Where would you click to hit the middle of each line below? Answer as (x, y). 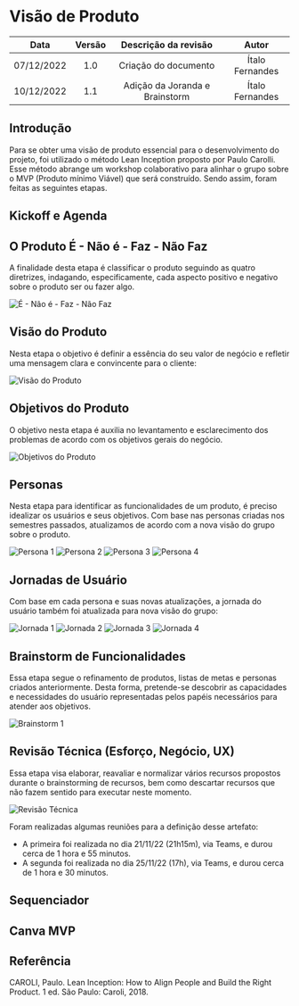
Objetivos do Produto (69, 408)
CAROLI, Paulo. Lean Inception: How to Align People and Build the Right (141, 983)
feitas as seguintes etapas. (59, 187)
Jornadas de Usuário (68, 580)
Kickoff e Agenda (58, 216)
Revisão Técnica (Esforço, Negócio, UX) (122, 752)
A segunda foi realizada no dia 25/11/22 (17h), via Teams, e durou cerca (153, 862)
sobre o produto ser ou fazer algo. (72, 287)
